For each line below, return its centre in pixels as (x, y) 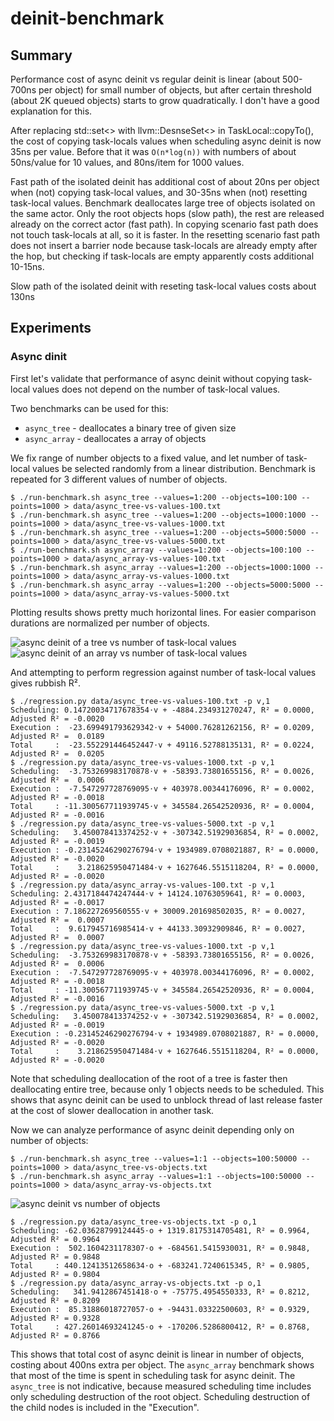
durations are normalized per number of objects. (110, 623)
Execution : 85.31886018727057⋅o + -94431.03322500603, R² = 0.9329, (160, 1309)
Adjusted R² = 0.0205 (57, 753)
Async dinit (39, 357)
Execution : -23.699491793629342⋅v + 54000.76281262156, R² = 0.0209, (162, 727)
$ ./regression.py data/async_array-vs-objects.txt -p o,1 (136, 1283)
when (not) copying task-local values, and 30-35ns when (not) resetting (159, 192)
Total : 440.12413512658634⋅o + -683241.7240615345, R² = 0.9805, (160, 1265)
